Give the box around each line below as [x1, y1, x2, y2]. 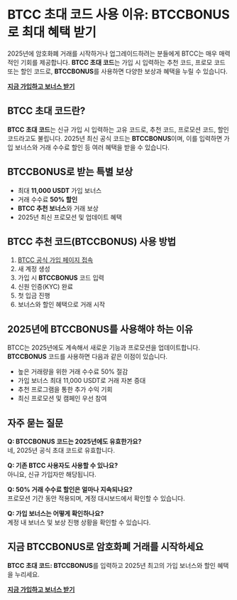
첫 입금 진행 [17, 291, 51, 300]
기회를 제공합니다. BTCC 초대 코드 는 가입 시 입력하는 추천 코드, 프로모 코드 [20, 58, 226, 66]
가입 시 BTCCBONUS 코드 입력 [17, 273, 104, 282]
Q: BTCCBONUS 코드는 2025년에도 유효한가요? [7, 437, 142, 446]
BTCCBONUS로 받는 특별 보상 [7, 166, 133, 178]
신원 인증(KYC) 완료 [17, 283, 73, 291]
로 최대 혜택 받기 [7, 24, 97, 41]
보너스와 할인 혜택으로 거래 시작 [17, 300, 105, 309]
